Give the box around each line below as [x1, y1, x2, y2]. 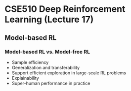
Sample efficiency [11, 59, 49, 65]
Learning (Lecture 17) [4, 14, 94, 25]
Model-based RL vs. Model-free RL [4, 48, 90, 55]
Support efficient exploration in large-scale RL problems [11, 70, 127, 76]
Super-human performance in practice [11, 80, 90, 86]
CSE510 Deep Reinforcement [4, 3, 126, 15]
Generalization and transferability [11, 64, 80, 70]
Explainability [11, 75, 39, 81]
